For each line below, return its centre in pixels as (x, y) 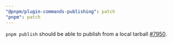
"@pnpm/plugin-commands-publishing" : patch (61, 11)
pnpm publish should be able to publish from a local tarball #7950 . (86, 34)
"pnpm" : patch (23, 17)
